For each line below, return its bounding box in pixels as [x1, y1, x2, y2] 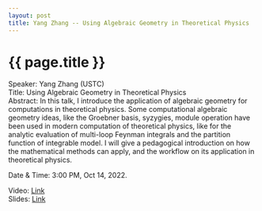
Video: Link [8, 186, 45, 195]
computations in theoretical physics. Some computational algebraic [8, 105, 228, 114]
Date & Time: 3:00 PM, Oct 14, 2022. [8, 171, 128, 180]
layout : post [8, 11, 51, 20]
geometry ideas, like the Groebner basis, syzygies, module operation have [8, 113, 251, 123]
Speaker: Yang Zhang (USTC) [8, 79, 104, 89]
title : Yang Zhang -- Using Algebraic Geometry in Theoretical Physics [8, 19, 249, 27]
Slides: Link [8, 194, 46, 204]
